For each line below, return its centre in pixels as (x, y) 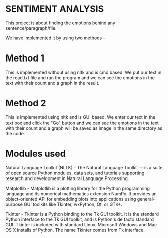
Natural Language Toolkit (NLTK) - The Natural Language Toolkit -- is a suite (84, 167)
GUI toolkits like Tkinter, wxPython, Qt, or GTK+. (73, 204)
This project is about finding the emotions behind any (60, 23)
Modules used (36, 154)
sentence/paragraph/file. (31, 28)
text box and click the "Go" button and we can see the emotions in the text (82, 123)
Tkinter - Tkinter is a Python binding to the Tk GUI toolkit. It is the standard (82, 214)
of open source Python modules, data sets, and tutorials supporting (75, 173)
